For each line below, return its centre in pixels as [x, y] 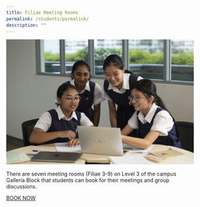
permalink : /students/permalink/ [48, 19]
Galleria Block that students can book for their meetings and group [88, 180]
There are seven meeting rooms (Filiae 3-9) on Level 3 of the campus [91, 174]
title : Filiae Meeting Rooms [42, 12]
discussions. [21, 186]
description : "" [26, 25]
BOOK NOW [21, 198]
